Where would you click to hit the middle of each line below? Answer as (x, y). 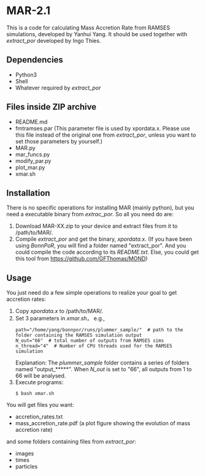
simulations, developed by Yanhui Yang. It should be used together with (97, 34)
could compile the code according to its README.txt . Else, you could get (107, 252)
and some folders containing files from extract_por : (71, 442)
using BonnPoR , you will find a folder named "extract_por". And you (101, 246)
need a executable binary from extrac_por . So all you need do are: (90, 214)
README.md (31, 122)
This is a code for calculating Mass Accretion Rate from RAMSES (88, 28)
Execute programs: (39, 382)
